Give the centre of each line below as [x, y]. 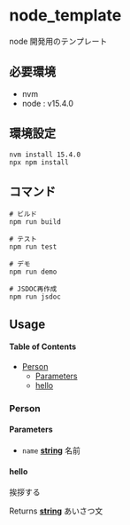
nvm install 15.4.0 [45, 155]
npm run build [35, 222]
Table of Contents [43, 346]
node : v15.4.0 [47, 103]
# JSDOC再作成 [33, 290]
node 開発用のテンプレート [58, 41]
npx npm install [39, 162]
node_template [65, 16]
